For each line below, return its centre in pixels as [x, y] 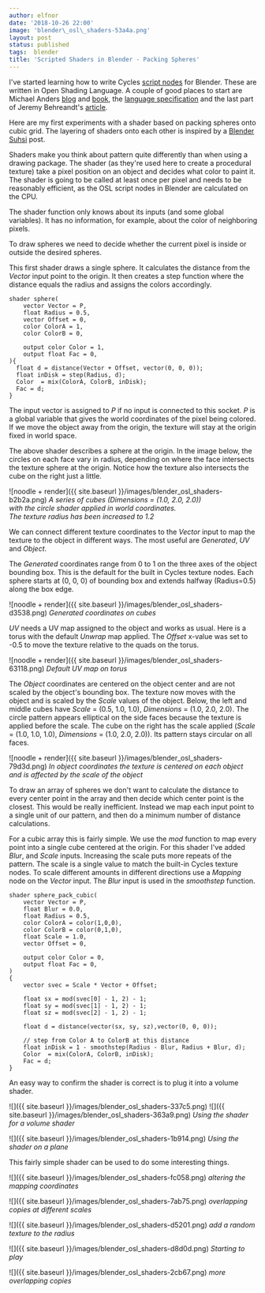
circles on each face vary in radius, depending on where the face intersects [132, 459]
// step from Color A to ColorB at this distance [106, 1040]
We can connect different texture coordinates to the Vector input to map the [132, 532]
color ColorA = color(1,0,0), [73, 923]
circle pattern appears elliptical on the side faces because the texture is [125, 717]
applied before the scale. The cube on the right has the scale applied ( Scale [132, 725]
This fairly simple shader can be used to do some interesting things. [119, 1162]
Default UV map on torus [87, 668]
